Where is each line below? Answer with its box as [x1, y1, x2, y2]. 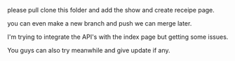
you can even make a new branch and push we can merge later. [7, 19, 192, 27]
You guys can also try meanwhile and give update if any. [7, 46, 170, 54]
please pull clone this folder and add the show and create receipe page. [7, 6, 215, 14]
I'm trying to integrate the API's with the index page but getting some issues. [7, 33, 229, 41]
